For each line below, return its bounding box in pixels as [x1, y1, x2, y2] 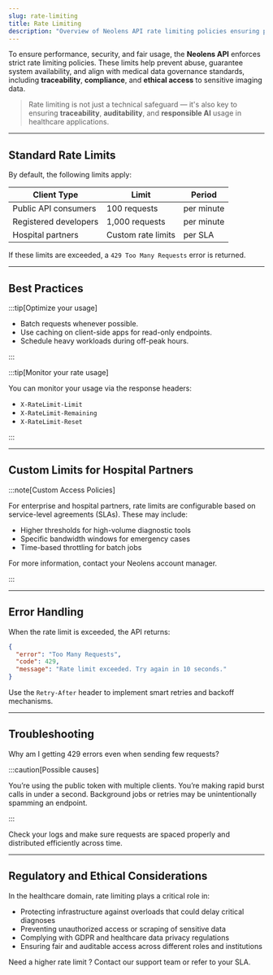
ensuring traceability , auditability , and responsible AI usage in [28, 108, 242, 118]
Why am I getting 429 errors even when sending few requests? [8, 749, 219, 759]
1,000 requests [106, 216, 166, 228]
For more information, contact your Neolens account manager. [8, 558, 218, 568]
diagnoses [19, 915, 55, 925]
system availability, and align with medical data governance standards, [8, 67, 245, 77]
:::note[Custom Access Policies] [8, 485, 116, 495]
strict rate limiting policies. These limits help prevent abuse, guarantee [8, 58, 244, 68]
